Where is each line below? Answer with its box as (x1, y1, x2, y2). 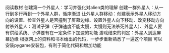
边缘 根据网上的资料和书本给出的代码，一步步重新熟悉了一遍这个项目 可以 (9, 36, 162, 42)
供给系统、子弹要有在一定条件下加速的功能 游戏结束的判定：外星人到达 (9, 30, 157, 35)
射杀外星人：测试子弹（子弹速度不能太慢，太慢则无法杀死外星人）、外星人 (5, 23, 158, 29)
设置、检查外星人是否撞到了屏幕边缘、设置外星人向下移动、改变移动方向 (14, 17, 164, 23)
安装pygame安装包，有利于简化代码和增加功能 (5, 42, 102, 48)
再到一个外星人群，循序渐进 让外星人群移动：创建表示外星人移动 (22, 11, 157, 17)
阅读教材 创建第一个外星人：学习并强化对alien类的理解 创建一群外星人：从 (5, 5, 159, 10)
